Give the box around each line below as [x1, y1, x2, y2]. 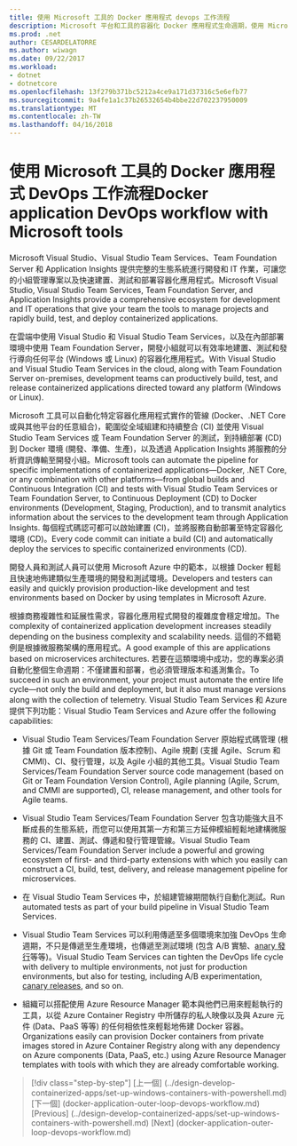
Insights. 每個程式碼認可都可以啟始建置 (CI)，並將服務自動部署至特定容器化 [9, 521, 284, 533]
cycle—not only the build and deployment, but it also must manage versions [9, 683, 286, 694]
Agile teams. [21, 794, 68, 805]
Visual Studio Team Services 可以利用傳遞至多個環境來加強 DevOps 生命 [21, 929, 286, 940]
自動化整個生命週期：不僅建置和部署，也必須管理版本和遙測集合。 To [9, 664, 260, 675]
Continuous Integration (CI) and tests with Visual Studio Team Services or [9, 483, 277, 494]
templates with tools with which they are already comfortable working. [21, 1059, 279, 1070]
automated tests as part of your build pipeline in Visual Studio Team [21, 901, 270, 911]
